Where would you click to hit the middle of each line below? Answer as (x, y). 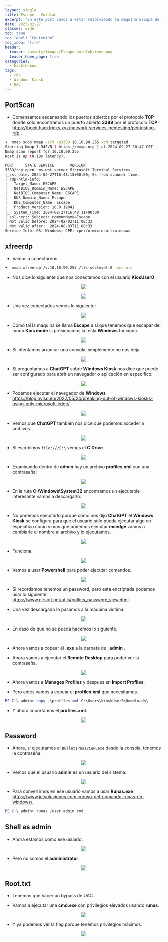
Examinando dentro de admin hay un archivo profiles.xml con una (81, 466)
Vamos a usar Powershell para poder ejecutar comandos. (72, 570)
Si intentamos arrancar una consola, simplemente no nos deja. (77, 349)
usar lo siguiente (29, 594)
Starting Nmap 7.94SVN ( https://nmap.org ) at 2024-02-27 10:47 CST (79, 147)
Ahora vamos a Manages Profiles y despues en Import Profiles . (79, 682)
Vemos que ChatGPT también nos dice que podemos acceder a (78, 423)
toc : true (15, 33)
